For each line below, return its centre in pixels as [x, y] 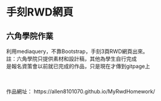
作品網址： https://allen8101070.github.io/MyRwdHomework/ [80, 91]
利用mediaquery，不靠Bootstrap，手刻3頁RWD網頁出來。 [77, 51]
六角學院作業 [30, 36]
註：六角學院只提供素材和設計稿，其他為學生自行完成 [72, 59]
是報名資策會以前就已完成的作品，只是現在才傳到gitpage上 [78, 66]
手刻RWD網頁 [40, 12]
